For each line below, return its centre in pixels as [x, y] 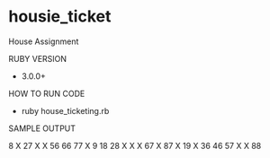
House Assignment [44, 41]
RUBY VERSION [38, 58]
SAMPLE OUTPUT [42, 128]
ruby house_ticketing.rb [65, 110]
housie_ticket [60, 17]
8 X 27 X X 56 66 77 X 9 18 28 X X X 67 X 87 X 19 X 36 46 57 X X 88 [135, 145]
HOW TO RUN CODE [47, 93]
